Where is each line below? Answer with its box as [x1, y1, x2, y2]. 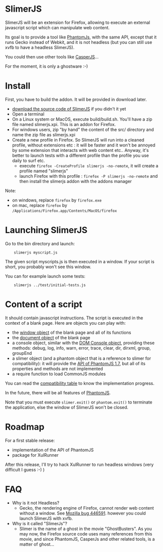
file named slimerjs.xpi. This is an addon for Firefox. [12, 121, 116, 127]
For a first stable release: [5, 437, 55, 443]
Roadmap [5, 421, 45, 432]
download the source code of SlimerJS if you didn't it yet [12, 106, 127, 111]
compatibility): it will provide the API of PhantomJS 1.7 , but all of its [12, 360, 146, 366]
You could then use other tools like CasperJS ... [5, 54, 99, 59]
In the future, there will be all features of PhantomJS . [5, 389, 111, 395]
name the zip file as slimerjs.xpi [12, 131, 75, 137]
